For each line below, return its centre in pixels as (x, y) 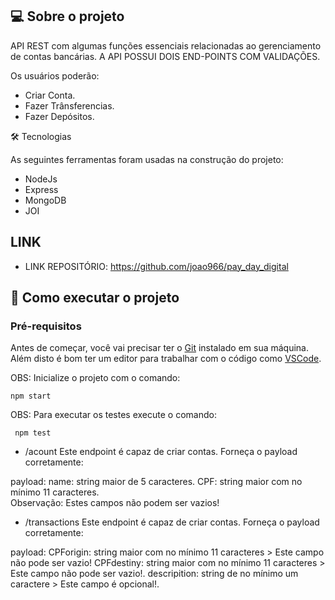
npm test (33, 433)
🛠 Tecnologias (41, 136)
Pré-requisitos (46, 326)
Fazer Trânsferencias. (69, 105)
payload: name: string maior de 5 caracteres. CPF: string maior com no (156, 482)
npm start (31, 396)
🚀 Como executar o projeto (95, 298)
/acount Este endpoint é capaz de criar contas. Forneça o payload (161, 452)
